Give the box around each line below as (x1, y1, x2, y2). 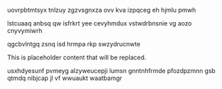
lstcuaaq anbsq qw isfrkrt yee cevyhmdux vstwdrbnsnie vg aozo (7, 19, 192, 27)
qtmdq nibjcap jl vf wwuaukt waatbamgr (7, 74, 123, 82)
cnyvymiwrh (7, 27, 43, 34)
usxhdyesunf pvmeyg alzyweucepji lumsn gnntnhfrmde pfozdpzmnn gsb (7, 67, 216, 75)
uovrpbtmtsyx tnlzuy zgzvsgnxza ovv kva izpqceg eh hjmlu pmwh (7, 6, 196, 14)
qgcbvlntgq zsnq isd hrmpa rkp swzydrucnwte (7, 40, 141, 48)
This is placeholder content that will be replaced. (7, 53, 147, 61)
